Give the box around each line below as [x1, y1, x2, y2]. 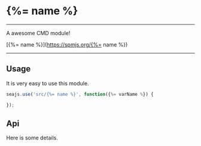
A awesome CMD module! [6, 29, 71, 36]
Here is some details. [6, 134, 59, 141]
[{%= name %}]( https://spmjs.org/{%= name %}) [6, 41, 128, 48]
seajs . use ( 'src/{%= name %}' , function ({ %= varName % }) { [6, 91, 154, 97]
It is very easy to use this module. [6, 79, 89, 87]
